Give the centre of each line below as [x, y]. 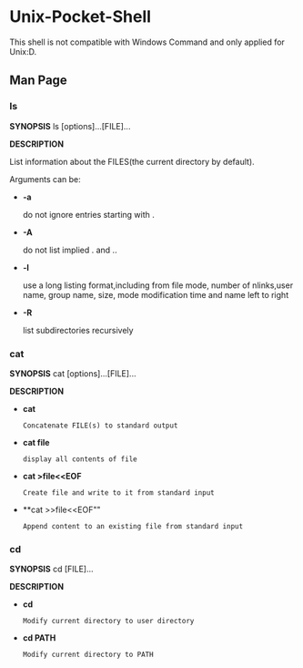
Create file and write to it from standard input [119, 493]
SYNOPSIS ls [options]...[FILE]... [70, 126]
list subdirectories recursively [78, 330]
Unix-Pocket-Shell [81, 17]
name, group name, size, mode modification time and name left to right [156, 294]
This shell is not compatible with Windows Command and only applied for [147, 42]
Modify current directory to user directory [108, 622]
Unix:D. [23, 51]
